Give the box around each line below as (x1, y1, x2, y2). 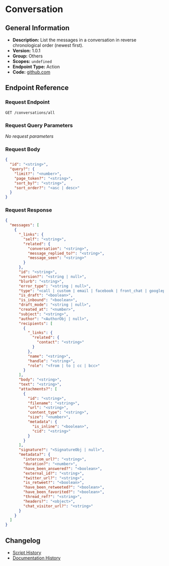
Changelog (5, 536, 41, 545)
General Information (5, 24, 70, 32)
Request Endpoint (5, 99, 50, 106)
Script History (12, 550, 42, 556)
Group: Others (12, 53, 43, 59)
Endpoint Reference (5, 84, 69, 92)
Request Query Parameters (5, 122, 73, 129)
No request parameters (5, 133, 54, 139)
